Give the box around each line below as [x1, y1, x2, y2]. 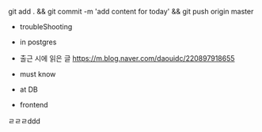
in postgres [19, 37, 57, 47]
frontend [19, 100, 49, 109]
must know [19, 70, 56, 78]
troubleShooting [19, 22, 73, 31]
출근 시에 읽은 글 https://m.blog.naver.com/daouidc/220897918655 [19, 54, 235, 62]
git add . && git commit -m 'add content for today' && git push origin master [8, 7, 254, 16]
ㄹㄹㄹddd [8, 116, 41, 126]
